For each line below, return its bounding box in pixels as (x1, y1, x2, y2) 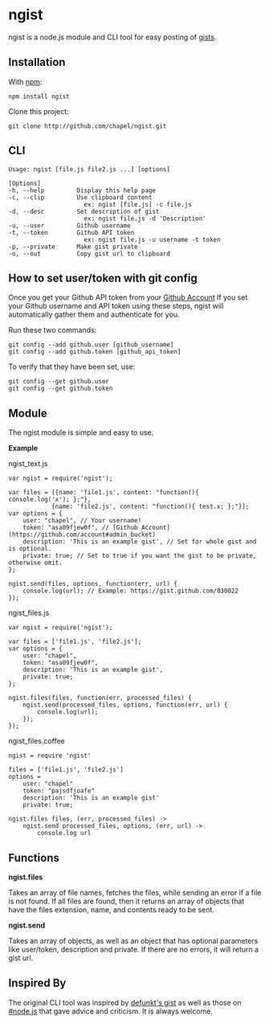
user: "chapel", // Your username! (22, 517, 142, 525)
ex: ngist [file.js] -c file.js (84, 200, 193, 208)
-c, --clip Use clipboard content (8, 193, 153, 202)
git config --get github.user (8, 378, 110, 386)
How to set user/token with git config (8, 271, 198, 285)
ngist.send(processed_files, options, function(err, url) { (22, 701, 228, 709)
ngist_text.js (8, 459, 48, 469)
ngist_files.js (8, 608, 50, 618)
